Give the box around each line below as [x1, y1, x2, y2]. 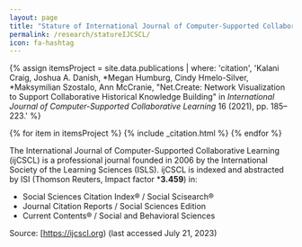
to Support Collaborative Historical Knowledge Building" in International [9, 92, 275, 102]
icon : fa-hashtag [9, 38, 75, 48]
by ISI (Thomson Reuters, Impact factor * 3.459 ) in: [9, 174, 198, 185]
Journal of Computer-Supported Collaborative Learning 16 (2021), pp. [9, 101, 269, 112]
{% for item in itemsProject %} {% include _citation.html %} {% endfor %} [9, 128, 283, 139]
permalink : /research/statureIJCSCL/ [9, 30, 151, 39]
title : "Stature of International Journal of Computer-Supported [9, 22, 259, 31]
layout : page [9, 13, 58, 22]
